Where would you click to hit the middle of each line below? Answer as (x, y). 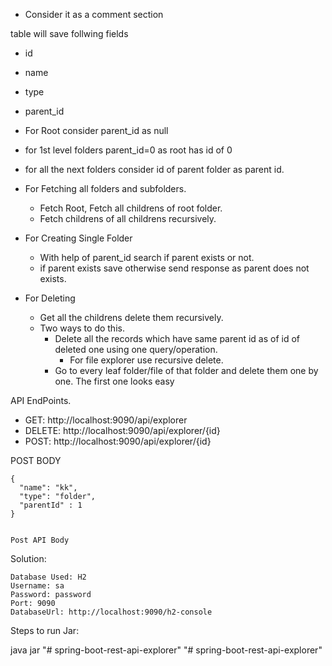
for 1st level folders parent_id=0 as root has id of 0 (128, 150)
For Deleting (50, 298)
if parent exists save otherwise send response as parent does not (174, 268)
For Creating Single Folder (78, 238)
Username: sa (37, 586)
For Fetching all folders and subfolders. (105, 188)
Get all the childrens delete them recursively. (131, 317)
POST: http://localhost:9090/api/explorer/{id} (118, 441)
